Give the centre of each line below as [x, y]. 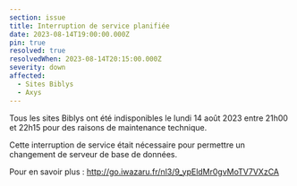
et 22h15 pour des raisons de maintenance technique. [108, 127]
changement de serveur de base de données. [93, 154]
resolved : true [38, 51]
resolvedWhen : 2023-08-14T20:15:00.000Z [86, 59]
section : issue [38, 17]
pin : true [28, 42]
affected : [28, 76]
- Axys [30, 92]
